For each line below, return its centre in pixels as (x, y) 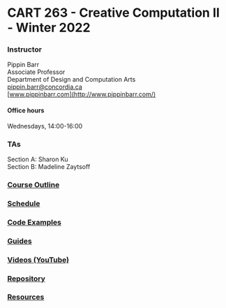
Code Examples (34, 222)
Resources (26, 297)
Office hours (26, 110)
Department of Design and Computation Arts (71, 80)
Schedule (24, 203)
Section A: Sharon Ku (38, 159)
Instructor (24, 50)
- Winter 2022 (49, 28)
